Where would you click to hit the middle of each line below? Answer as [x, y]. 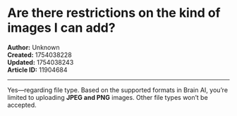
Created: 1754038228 [39, 55]
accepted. [22, 105]
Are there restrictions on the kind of [114, 13]
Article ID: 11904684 [38, 70]
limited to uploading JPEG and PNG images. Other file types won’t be [108, 97]
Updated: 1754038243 [41, 62]
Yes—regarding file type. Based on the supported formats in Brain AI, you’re [117, 90]
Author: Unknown [34, 47]
